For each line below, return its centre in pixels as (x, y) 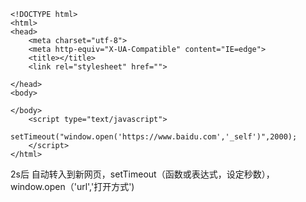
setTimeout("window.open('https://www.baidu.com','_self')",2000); (154, 137)
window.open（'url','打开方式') (72, 186)
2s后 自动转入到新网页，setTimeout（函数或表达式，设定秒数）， (142, 174)
